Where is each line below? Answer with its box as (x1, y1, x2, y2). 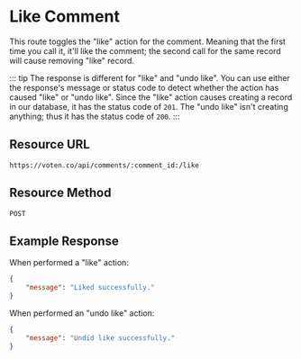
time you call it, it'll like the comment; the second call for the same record (9, 45, 281, 56)
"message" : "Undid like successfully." (25, 333, 176, 343)
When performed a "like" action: (9, 257, 129, 268)
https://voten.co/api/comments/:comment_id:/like (9, 160, 200, 170)
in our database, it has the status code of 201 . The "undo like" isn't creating (9, 101, 288, 112)
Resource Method (9, 185, 112, 201)
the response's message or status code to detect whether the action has (9, 82, 279, 93)
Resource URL (9, 137, 90, 152)
